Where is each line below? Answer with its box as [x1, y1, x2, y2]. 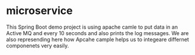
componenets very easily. [6, 42, 69, 49]
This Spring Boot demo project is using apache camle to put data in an [6, 23, 178, 30]
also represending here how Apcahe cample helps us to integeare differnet [6, 36, 190, 43]
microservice [6, 4, 73, 18]
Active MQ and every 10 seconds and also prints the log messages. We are [6, 29, 189, 36]
